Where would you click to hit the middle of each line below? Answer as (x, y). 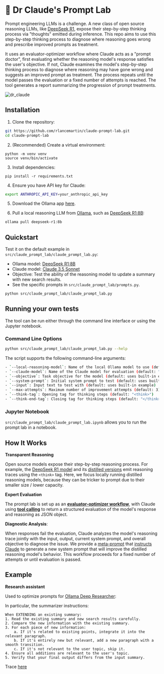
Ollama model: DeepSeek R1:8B (44, 264)
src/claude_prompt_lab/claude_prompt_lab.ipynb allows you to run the (76, 422)
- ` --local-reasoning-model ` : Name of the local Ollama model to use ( (79, 367)
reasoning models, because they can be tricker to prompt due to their (75, 480)
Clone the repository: (33, 122)
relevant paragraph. (26, 636)
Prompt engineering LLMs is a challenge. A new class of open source (75, 24)
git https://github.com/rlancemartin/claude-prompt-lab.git (68, 131)
